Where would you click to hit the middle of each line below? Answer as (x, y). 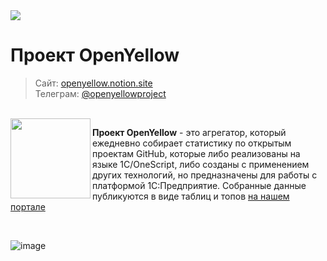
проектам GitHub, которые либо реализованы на (196, 153)
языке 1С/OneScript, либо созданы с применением (201, 164)
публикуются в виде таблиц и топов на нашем (191, 196)
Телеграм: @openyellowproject (100, 93)
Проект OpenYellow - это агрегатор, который (189, 132)
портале (28, 206)
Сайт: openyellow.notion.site (93, 83)
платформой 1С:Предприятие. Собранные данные (199, 185)
